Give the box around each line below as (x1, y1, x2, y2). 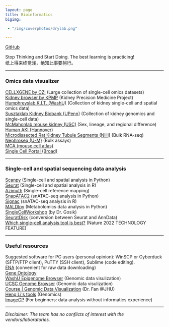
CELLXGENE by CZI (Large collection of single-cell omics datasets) (5, 89, 144, 95)
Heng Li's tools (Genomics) (5, 291, 62, 298)
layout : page (5, 7, 33, 13)
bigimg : (5, 17, 22, 22)
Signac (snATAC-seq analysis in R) (5, 198, 77, 204)
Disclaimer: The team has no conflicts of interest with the (5, 311, 124, 317)
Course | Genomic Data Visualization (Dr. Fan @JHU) (5, 286, 115, 292)
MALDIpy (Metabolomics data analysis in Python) (5, 203, 107, 209)
